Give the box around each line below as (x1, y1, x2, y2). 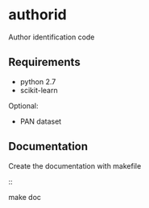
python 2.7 (19, 76, 56, 86)
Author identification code (8, 32, 95, 42)
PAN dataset (19, 116, 62, 126)
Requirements (8, 55, 81, 69)
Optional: (8, 100, 39, 110)
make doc (8, 192, 42, 202)
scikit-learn (19, 85, 58, 95)
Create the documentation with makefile (8, 161, 142, 170)
